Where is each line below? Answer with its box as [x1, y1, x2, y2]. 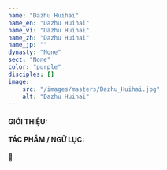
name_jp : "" [8, 41, 47, 49]
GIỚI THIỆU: [8, 116, 48, 127]
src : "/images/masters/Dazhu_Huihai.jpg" [22, 85, 160, 93]
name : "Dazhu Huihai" [8, 11, 80, 20]
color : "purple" [8, 63, 61, 71]
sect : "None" [8, 56, 51, 64]
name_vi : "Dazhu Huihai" [8, 26, 90, 34]
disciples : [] [8, 70, 55, 78]
